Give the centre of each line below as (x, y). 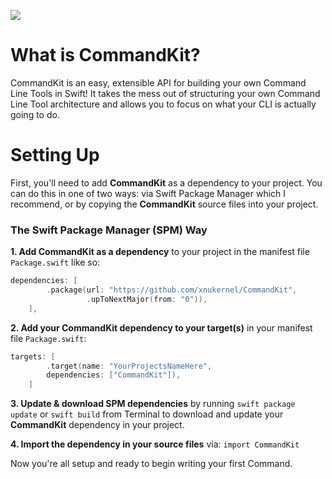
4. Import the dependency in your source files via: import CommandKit (155, 444)
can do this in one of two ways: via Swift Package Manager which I (148, 193)
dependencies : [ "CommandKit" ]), (114, 375)
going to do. (35, 114)
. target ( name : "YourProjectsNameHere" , (129, 366)
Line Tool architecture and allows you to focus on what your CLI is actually (163, 104)
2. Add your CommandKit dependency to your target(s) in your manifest (161, 327)
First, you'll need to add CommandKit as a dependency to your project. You (166, 182)
